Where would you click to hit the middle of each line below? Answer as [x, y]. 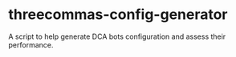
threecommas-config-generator [118, 15]
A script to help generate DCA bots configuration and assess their [117, 36]
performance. [31, 44]
